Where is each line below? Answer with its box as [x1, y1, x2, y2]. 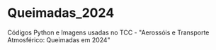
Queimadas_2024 [7, 5, 115, 21]
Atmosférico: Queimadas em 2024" [7, 35, 111, 44]
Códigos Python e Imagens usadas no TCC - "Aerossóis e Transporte [7, 28, 210, 37]
